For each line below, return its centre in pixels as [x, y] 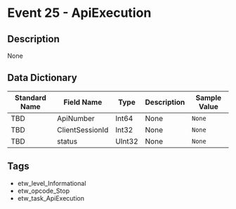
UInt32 [127, 141]
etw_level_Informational [52, 183]
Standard [31, 98]
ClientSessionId [83, 129]
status [67, 141]
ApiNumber [76, 118]
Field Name [83, 102]
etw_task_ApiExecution [51, 198]
